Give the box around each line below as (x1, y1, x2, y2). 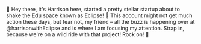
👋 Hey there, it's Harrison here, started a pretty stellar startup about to (6, 6, 181, 12)
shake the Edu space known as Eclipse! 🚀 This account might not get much (6, 12, 193, 19)
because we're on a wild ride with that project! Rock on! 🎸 (6, 31, 149, 38)
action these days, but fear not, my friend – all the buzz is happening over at (6, 18, 195, 25)
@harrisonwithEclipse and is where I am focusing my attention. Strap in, (6, 24, 185, 32)
